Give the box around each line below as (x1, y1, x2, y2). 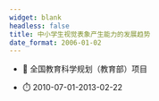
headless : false (9, 21, 70, 30)
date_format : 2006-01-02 (9, 38, 102, 47)
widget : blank (9, 13, 63, 22)
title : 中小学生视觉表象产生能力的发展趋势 (9, 29, 151, 38)
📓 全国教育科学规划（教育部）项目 (21, 63, 147, 74)
